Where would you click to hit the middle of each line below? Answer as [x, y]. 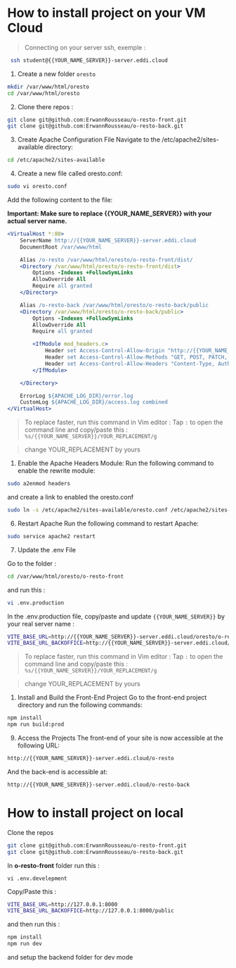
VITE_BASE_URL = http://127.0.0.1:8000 [63, 904]
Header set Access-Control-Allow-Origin [105, 351]
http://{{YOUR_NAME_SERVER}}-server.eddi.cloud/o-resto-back [99, 784]
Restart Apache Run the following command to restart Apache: [108, 523]
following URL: [38, 745]
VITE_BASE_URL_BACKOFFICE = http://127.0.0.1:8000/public [91, 911]
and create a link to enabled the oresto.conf [71, 497]
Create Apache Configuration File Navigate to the [88, 139]
